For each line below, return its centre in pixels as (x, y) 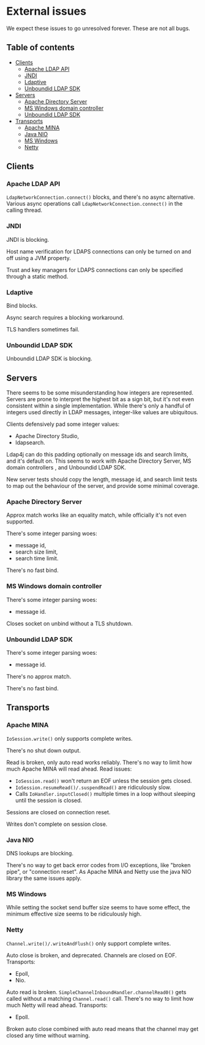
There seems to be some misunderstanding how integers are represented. (100, 393)
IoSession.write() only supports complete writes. (69, 738)
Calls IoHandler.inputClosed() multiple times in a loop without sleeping (105, 793)
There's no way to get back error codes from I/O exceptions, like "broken (99, 865)
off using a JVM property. (39, 258)
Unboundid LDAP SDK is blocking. (50, 359)
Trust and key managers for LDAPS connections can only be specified (95, 270)
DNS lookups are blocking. (40, 854)
